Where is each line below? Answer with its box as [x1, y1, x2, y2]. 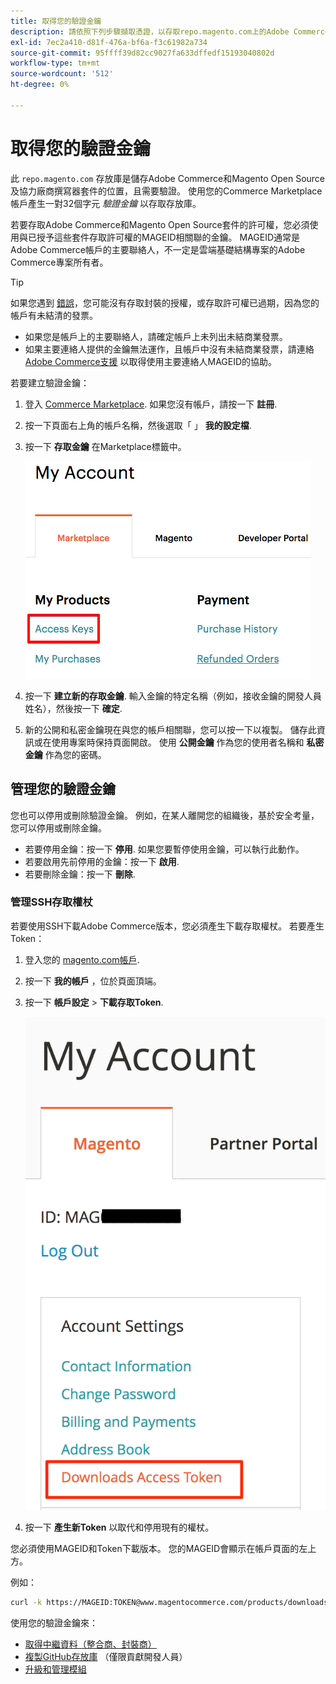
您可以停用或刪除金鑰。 [10, 821, 107, 834]
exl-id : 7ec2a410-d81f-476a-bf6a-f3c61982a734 [10, 37, 208, 47]
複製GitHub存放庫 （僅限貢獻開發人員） [24, 1650, 188, 1662]
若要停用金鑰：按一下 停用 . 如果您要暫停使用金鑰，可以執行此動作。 [24, 843, 305, 855]
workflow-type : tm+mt [10, 58, 101, 69]
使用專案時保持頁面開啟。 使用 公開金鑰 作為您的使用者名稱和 [51, 736, 305, 748]
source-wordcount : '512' [10, 69, 114, 79]
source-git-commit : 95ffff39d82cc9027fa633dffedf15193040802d [10, 48, 275, 58]
